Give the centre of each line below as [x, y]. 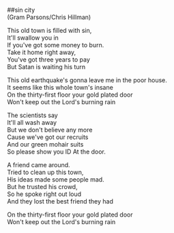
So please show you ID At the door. [56, 151]
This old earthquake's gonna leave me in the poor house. [87, 80]
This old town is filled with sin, [49, 30]
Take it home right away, [42, 52]
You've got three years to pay [49, 60]
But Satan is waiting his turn [46, 67]
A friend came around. [39, 165]
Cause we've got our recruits [48, 137]
